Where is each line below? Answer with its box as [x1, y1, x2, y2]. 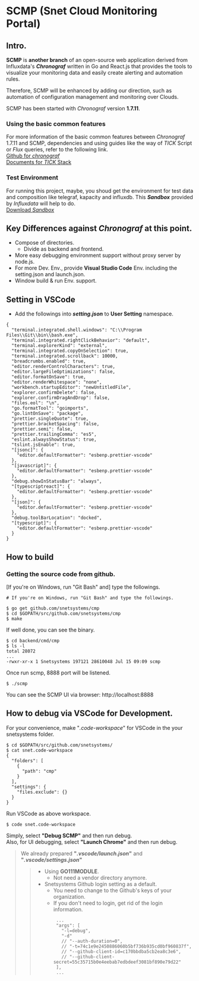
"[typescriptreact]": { [11, 484, 70, 490]
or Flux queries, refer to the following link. [6, 146, 109, 153]
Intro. [6, 41, 27, 51]
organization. [53, 893, 86, 900]
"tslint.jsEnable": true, [11, 442, 76, 448]
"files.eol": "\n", [11, 400, 60, 406]
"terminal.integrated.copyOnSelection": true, [11, 348, 129, 354]
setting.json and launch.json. [14, 271, 86, 278]
